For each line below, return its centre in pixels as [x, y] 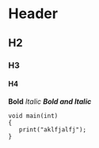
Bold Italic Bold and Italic [50, 101]
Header [33, 14]
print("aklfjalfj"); [53, 129]
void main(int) [33, 116]
